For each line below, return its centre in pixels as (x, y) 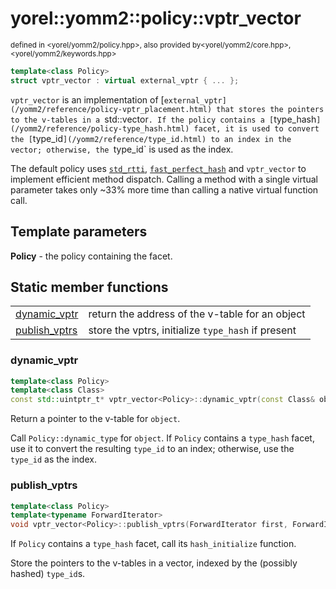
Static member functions (89, 287)
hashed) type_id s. (48, 574)
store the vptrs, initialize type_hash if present (192, 330)
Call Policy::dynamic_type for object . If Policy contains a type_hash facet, (162, 438)
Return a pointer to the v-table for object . (95, 419)
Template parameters (79, 232)
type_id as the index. (53, 459)
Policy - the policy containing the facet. (91, 256)
